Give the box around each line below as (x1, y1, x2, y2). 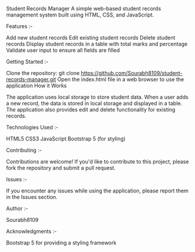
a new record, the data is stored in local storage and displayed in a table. (6, 100, 183, 107)
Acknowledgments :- (6, 228, 57, 235)
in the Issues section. (6, 194, 58, 200)
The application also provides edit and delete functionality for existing (6, 106, 176, 113)
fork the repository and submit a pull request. (6, 165, 116, 171)
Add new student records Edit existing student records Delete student (6, 34, 176, 41)
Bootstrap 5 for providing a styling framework (6, 239, 117, 246)
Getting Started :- (6, 58, 49, 65)
